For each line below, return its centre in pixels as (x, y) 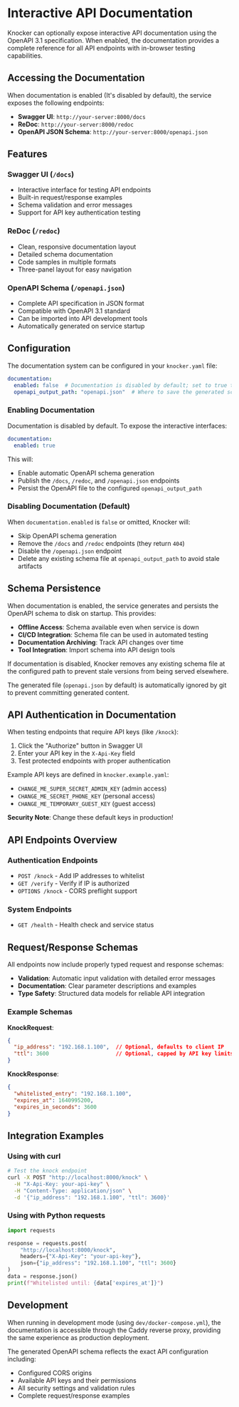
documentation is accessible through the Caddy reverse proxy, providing (114, 1330)
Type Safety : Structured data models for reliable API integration (111, 994)
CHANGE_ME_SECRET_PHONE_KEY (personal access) (86, 796)
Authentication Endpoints (53, 860)
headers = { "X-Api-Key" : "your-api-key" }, (81, 1257)
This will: (20, 459)
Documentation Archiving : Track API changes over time (100, 642)
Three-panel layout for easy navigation (75, 269)
